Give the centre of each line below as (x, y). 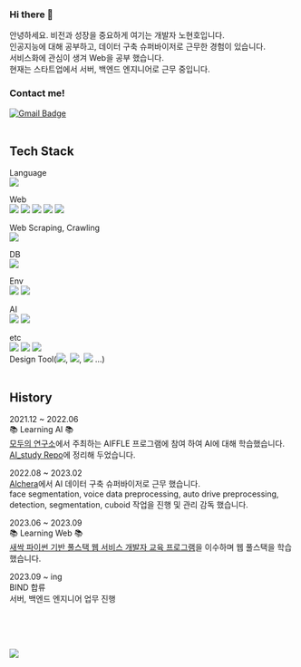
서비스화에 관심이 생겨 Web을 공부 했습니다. (87, 58)
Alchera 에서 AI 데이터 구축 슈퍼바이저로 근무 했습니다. (105, 484)
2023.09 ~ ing (36, 577)
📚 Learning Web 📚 (46, 533)
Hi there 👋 (32, 14)
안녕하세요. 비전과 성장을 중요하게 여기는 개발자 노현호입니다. (117, 35)
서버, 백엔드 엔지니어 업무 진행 (63, 599)
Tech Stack (42, 151)
